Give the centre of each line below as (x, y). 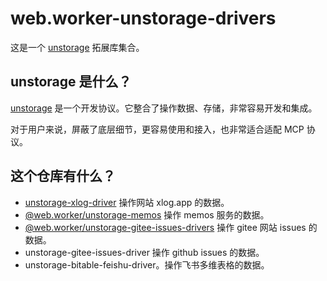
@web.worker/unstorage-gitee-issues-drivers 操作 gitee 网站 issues (165, 227)
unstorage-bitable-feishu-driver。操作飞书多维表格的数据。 (147, 264)
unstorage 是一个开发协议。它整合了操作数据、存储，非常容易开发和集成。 (164, 108)
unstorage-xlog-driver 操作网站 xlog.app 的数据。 (127, 202)
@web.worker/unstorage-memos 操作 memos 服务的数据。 (147, 214)
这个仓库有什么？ (63, 176)
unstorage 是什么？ (71, 82)
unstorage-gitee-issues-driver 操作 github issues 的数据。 (144, 252)
